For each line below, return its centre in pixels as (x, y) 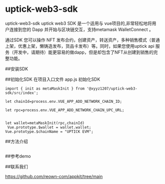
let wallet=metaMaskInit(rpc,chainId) (45, 123)
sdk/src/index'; (22, 93)
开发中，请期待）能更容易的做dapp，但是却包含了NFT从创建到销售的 (83, 52)
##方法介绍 (16, 141)
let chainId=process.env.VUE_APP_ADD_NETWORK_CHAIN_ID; (64, 101)
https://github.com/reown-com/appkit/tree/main (54, 176)
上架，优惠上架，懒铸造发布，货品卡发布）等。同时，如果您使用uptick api (80, 46)
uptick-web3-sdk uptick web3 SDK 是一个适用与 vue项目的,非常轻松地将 (79, 23)
